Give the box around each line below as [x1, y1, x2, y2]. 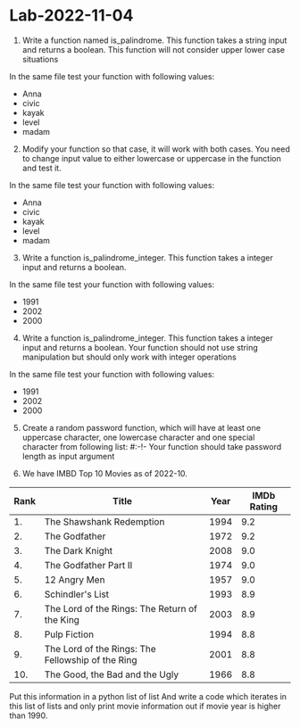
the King [44, 613, 80, 625]
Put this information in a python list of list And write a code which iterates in [9, 691, 287, 701]
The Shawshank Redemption [44, 515, 165, 527]
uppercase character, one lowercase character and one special [21, 432, 255, 443]
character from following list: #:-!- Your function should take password [21, 441, 282, 451]
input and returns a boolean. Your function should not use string [21, 342, 258, 352]
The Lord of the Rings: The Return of [44, 602, 198, 615]
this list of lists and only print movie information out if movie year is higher [9, 700, 281, 711]
